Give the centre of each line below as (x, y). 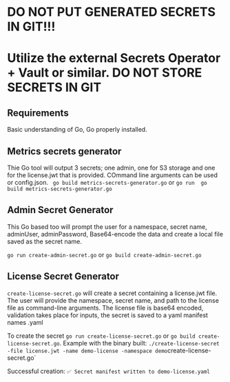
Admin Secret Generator (60, 210)
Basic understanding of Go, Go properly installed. (77, 130)
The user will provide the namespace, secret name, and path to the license (113, 300)
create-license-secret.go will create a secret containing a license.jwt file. (112, 293)
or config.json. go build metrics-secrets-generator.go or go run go (107, 182)
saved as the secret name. (45, 241)
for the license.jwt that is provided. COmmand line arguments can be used (113, 175)
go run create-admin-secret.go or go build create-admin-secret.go (104, 254)
